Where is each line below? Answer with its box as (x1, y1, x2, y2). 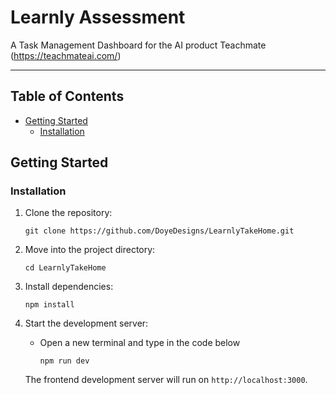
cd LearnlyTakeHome (24, 263, 107, 273)
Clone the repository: (24, 207, 113, 219)
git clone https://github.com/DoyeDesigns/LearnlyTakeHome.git (24, 226, 295, 236)
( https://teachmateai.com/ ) (10, 49, 122, 61)
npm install (24, 300, 75, 310)
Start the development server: (24, 317, 149, 330)
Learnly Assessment (10, 6, 186, 29)
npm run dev (39, 356, 90, 366)
